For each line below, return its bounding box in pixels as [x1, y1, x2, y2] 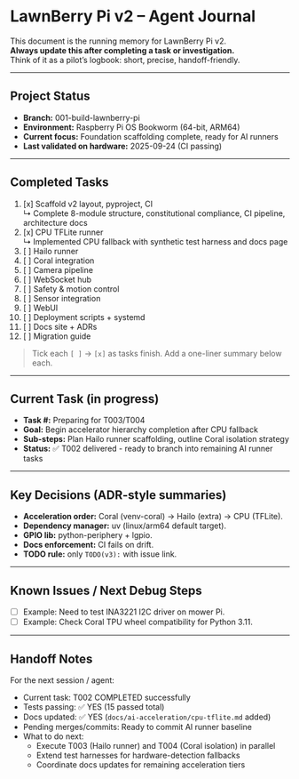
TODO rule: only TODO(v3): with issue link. [22, 549, 177, 559]
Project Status [10, 89, 91, 104]
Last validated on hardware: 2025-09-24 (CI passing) [22, 141, 223, 151]
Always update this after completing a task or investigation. [10, 44, 235, 55]
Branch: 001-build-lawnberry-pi [22, 112, 140, 123]
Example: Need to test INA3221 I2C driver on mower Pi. [22, 606, 225, 617]
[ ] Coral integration [22, 255, 95, 266]
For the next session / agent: [10, 674, 114, 686]
